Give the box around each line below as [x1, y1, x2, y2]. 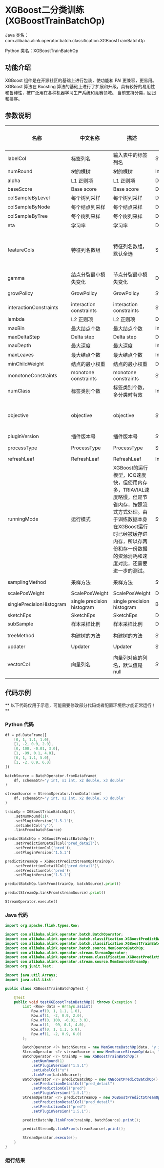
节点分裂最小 [113, 271, 143, 278]
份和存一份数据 [113, 545, 148, 552]
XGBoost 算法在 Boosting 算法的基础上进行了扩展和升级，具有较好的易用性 [5, 83, 155, 89]
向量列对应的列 [113, 654, 148, 661]
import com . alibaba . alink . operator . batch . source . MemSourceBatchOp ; [5, 945, 145, 951]
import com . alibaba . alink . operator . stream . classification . [5, 955, 128, 960]
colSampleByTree [7, 212, 48, 219]
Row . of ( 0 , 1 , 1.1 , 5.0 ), [31, 1027, 82, 1032]
